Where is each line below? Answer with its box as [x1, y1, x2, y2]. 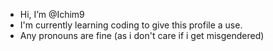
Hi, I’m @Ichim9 [19, 9, 85, 20]
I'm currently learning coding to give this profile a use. [19, 19, 243, 31]
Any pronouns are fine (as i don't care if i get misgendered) [19, 30, 265, 41]
